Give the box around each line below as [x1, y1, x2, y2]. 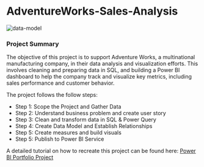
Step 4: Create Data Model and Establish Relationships [15, 123, 153, 130]
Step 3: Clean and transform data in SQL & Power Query [15, 116, 157, 123]
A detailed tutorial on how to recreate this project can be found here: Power [6, 147, 197, 155]
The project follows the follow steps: [6, 91, 98, 99]
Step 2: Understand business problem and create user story [15, 110, 166, 117]
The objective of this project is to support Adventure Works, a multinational [6, 54, 195, 61]
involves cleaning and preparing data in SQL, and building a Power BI [6, 66, 180, 74]
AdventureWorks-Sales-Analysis [6, 4, 178, 18]
